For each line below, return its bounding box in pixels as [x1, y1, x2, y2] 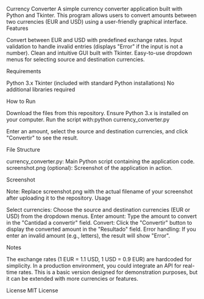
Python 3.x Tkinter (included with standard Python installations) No [6, 79, 175, 86]
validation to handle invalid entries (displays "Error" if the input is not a [6, 43, 183, 50]
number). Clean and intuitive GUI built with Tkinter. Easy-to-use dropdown [6, 49, 192, 57]
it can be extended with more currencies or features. [6, 275, 139, 282]
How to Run [6, 97, 36, 105]
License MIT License [6, 287, 58, 294]
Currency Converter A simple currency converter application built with [6, 5, 183, 12]
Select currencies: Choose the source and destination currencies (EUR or [6, 206, 191, 213]
